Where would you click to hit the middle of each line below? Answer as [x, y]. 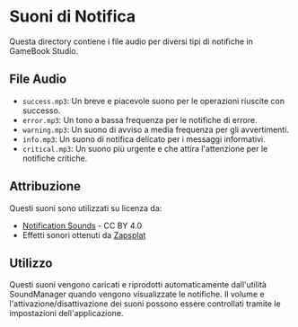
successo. [41, 110]
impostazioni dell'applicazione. [66, 314]
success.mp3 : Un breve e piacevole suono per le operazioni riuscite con [153, 101]
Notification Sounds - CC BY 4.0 [82, 225]
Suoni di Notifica [73, 17]
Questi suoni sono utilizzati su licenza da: [86, 208]
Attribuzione [45, 186]
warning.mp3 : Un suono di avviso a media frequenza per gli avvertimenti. [156, 129]
